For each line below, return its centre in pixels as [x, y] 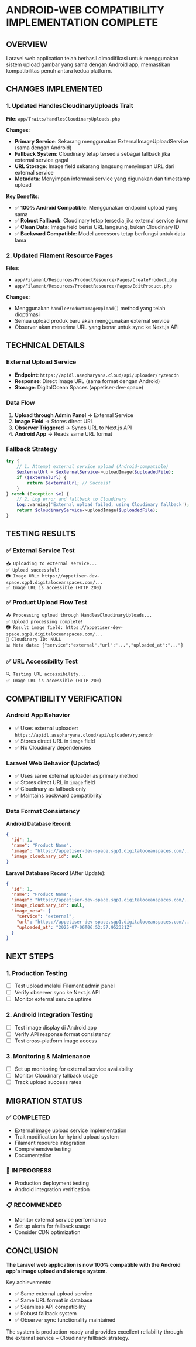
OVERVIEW [27, 44]
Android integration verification [52, 1189]
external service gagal [41, 160]
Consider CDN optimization [47, 1232]
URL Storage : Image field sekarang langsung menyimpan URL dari [94, 166]
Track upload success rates [48, 1082]
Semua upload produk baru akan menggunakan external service [92, 320]
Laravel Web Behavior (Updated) [53, 763]
